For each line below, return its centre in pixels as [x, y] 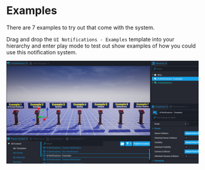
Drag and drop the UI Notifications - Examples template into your [91, 39]
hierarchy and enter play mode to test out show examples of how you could [101, 46]
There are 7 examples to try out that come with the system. [81, 27]
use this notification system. [42, 52]
